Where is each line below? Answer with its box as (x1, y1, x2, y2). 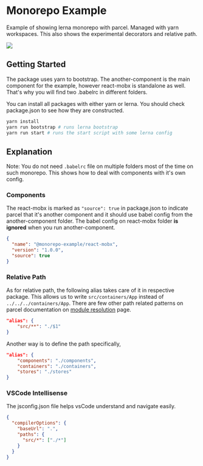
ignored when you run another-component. (6, 224, 115, 231)
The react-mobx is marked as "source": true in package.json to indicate (6, 204, 188, 212)
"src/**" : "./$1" (17, 324, 61, 330)
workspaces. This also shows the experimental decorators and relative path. (6, 30, 198, 37)
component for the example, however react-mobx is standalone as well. (6, 82, 186, 89)
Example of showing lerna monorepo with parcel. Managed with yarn (6, 24, 179, 31)
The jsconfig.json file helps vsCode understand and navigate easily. (6, 403, 176, 410)
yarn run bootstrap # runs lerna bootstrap (6, 124, 119, 130)
